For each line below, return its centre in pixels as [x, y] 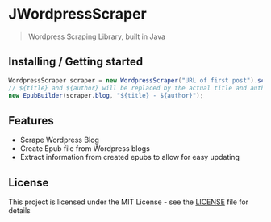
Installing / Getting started [76, 62]
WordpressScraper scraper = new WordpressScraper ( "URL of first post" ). [133, 80]
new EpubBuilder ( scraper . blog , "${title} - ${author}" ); [106, 95]
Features [31, 121]
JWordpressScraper [77, 14]
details [19, 210]
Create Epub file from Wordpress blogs [85, 149]
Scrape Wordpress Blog [59, 140]
